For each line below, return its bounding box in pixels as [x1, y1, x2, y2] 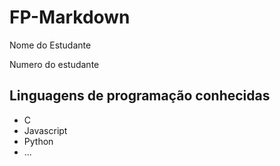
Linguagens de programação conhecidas [9, 87, 271, 105]
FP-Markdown [9, 6, 131, 29]
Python [23, 135, 54, 147]
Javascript [23, 124, 68, 136]
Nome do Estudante [9, 39, 92, 51]
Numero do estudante [9, 58, 100, 70]
